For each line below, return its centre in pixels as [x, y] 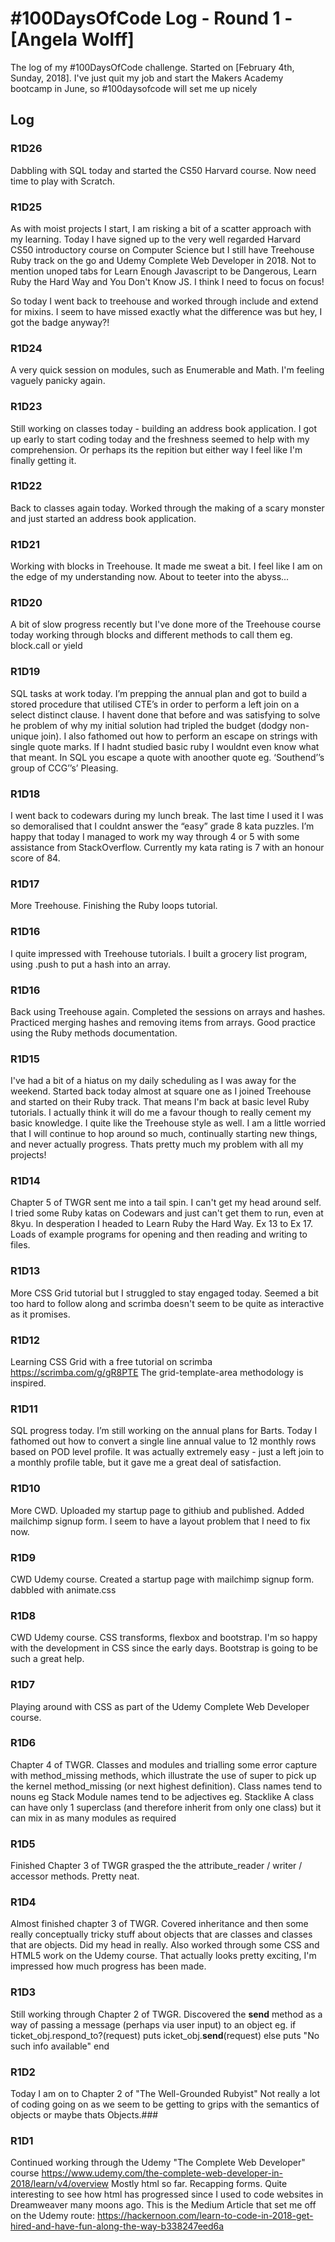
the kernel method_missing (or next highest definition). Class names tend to [166, 1786]
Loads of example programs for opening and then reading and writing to [159, 1234]
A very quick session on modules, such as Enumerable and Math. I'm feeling [167, 370]
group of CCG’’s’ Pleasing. [64, 768]
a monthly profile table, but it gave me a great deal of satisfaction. [146, 1463]
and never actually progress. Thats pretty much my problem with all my [157, 1144]
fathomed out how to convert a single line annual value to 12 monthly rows [163, 1441]
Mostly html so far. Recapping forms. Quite [199, 2184]
